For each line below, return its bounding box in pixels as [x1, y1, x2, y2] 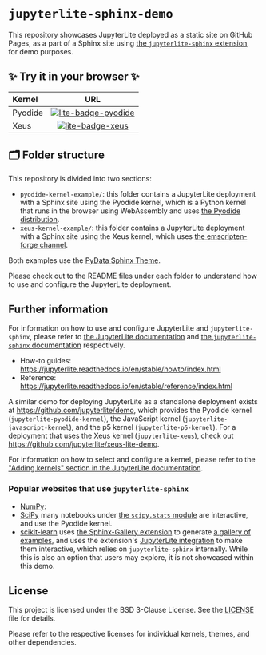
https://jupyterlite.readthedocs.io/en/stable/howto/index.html [19, 364, 221, 374]
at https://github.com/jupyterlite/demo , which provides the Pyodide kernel [8, 406, 252, 415]
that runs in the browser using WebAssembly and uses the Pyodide [19, 206, 241, 216]
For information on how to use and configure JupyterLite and [8, 324, 209, 333]
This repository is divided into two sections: [8, 173, 152, 183]
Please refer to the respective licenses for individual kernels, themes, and [8, 629, 250, 639]
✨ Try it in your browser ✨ [8, 70, 140, 84]
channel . [39, 240, 68, 249]
